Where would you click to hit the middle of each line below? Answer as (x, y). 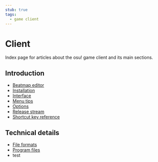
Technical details (32, 133)
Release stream (28, 112)
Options (20, 106)
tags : (11, 14)
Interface (22, 96)
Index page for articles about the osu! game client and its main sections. (79, 57)
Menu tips (23, 101)
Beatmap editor (28, 85)
